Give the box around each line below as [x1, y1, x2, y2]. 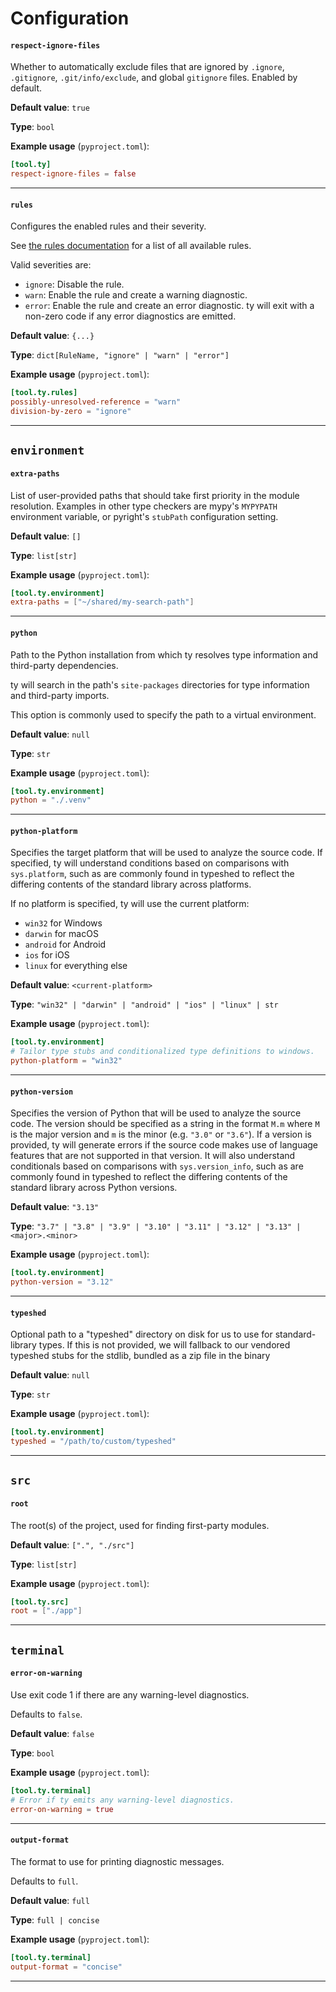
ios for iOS [24, 949, 70, 961]
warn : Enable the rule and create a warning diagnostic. [24, 289, 248, 301]
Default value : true [10, 102, 90, 114]
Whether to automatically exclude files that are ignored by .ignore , [10, 61, 285, 73]
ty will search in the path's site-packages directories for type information [10, 678, 310, 691]
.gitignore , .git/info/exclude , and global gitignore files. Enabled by [10, 72, 298, 84]
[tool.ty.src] [10, 1597, 70, 1607]
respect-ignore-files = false [10, 169, 137, 179]
